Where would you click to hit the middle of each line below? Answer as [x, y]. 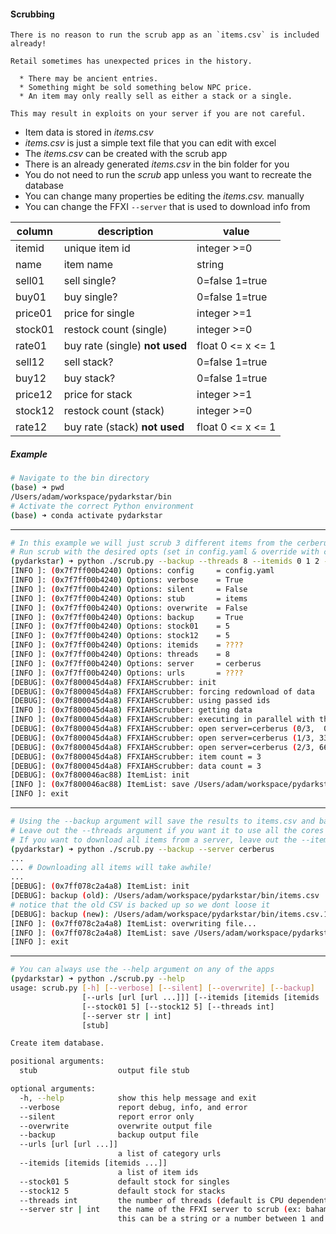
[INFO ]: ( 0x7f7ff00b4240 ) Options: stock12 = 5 [120, 636]
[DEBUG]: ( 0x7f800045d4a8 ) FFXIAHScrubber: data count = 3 [136, 766]
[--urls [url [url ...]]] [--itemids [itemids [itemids [200, 997]
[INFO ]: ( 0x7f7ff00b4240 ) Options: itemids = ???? [127, 645]
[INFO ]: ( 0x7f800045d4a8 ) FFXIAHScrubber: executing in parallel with [162, 720]
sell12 [30, 362]
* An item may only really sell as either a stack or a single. [156, 96]
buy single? [90, 297]
